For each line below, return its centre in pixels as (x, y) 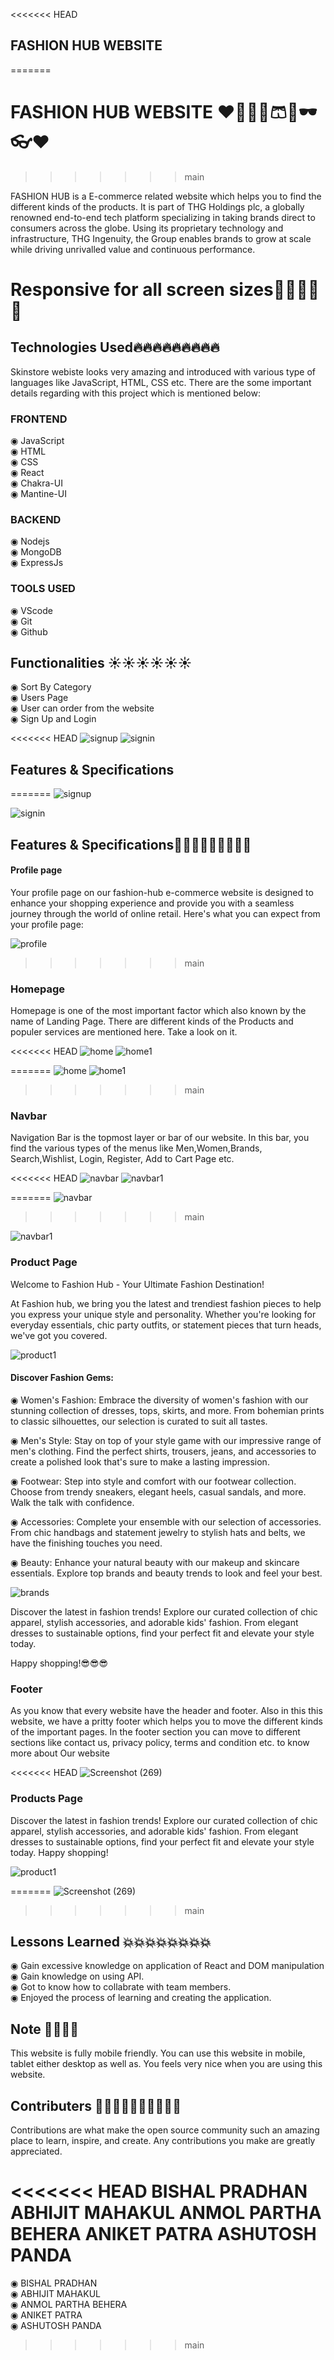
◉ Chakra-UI (36, 483)
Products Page (46, 1799)
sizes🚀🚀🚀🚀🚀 (274, 289)
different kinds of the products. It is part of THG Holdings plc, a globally (157, 206)
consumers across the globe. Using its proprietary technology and (147, 228)
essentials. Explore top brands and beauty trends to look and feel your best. (166, 1573)
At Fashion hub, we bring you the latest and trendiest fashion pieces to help (166, 1303)
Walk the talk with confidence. (72, 1502)
